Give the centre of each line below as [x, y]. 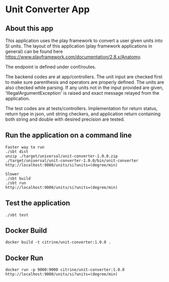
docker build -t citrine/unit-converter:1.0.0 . [58, 242]
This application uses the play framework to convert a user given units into [84, 40]
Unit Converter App [48, 9]
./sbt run [16, 183]
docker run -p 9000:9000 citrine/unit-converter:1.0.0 [65, 270]
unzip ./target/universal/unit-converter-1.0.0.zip [61, 156]
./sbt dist [17, 151]
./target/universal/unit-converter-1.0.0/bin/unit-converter [72, 160]
